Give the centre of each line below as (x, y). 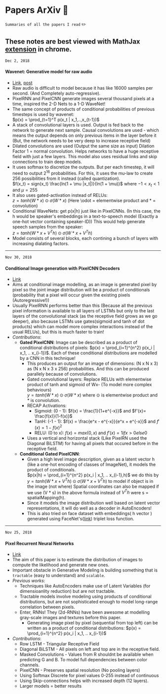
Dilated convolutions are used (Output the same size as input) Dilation (83, 146)
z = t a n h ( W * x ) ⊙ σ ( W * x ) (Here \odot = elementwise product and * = (84, 201)
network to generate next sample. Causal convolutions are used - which (85, 130)
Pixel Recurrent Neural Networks (40, 543)
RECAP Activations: (47, 405)
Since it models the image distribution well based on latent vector (94, 503)
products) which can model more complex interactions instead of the (83, 327)
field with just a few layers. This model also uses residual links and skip (84, 156)
